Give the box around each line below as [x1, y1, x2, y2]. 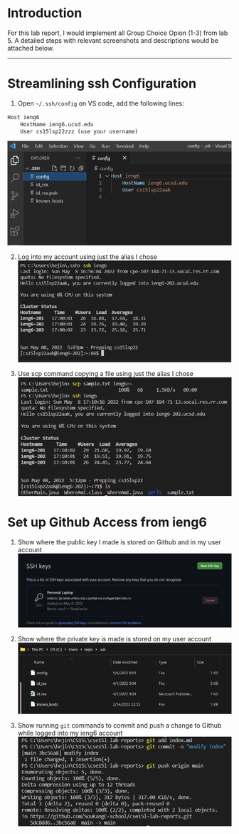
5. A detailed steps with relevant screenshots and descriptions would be [7, 36, 219, 44]
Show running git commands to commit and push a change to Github [17, 721, 222, 729]
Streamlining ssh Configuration [7, 76, 197, 92]
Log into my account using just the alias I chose [17, 253, 158, 261]
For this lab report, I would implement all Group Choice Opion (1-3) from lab [7, 29, 228, 37]
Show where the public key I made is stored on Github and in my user [17, 538, 222, 546]
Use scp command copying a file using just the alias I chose [17, 370, 193, 378]
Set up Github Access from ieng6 [7, 514, 208, 531]
